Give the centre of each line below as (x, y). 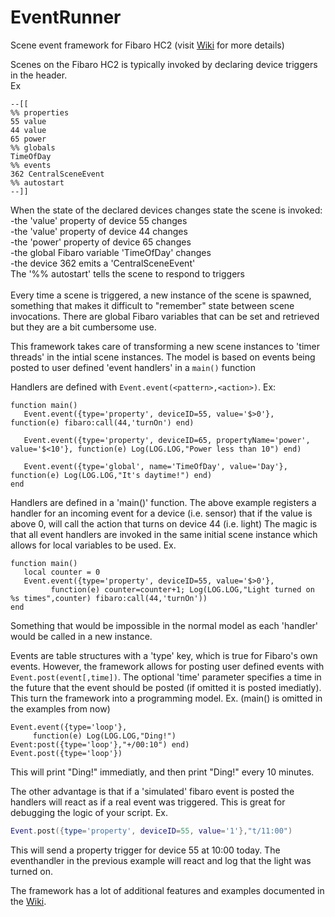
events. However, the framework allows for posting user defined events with (167, 666)
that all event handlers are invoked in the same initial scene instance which (164, 534)
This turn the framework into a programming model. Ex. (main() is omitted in (166, 698)
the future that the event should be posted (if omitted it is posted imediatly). (166, 687)
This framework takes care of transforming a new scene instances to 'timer (165, 346)
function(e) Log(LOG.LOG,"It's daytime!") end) (111, 475)
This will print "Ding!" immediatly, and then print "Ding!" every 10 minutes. (162, 772)
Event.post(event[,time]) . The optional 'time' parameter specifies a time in (166, 677)
